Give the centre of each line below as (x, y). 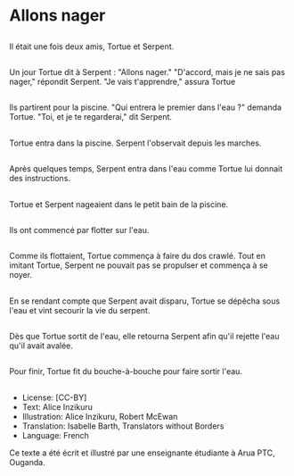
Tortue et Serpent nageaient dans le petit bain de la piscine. (119, 204)
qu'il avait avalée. (41, 346)
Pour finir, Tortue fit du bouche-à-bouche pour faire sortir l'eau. (126, 372)
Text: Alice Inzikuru (57, 406)
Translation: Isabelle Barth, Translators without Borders (123, 426)
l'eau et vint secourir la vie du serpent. (80, 310)
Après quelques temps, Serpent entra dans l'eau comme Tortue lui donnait (146, 169)
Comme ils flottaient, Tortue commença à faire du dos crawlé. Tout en (137, 256)
